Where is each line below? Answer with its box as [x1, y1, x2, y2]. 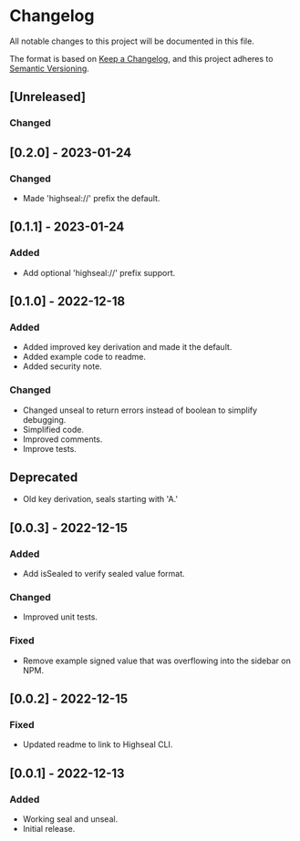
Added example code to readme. [22, 352, 147, 363]
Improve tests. [22, 443, 78, 454]
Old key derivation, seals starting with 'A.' [22, 494, 179, 505]
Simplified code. [22, 424, 85, 435]
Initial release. [22, 824, 76, 835]
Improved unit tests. [22, 611, 98, 622]
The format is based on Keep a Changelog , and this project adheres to [9, 53, 274, 64]
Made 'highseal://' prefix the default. [22, 192, 160, 203]
